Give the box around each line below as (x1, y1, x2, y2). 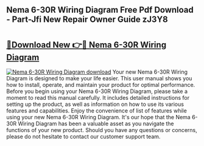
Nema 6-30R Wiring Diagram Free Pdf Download (6, 5, 194, 15)
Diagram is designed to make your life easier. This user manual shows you (6, 75, 192, 82)
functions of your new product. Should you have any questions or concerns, (6, 127, 198, 133)
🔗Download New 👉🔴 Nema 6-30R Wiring (6, 40, 166, 50)
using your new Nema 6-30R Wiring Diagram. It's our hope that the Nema (6, 114, 191, 120)
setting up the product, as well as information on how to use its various (6, 100, 185, 108)
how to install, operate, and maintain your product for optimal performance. (6, 82, 195, 88)
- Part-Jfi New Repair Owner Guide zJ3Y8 (6, 15, 169, 25)
